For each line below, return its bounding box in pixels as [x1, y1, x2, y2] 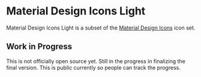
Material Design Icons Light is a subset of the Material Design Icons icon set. [6, 24, 196, 31]
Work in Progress [6, 42, 73, 52]
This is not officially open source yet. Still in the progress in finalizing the [6, 57, 186, 64]
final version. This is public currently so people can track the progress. [6, 64, 181, 71]
